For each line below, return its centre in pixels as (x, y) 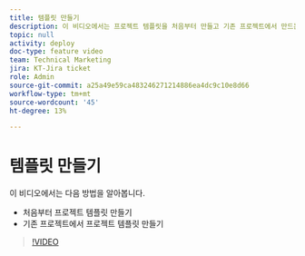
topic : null (32, 34)
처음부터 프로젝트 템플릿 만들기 (77, 212)
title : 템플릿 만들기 (44, 18)
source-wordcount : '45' (54, 102)
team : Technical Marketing (60, 60)
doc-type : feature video (56, 52)
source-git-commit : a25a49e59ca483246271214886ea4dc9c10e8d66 (129, 85)
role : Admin (32, 77)
